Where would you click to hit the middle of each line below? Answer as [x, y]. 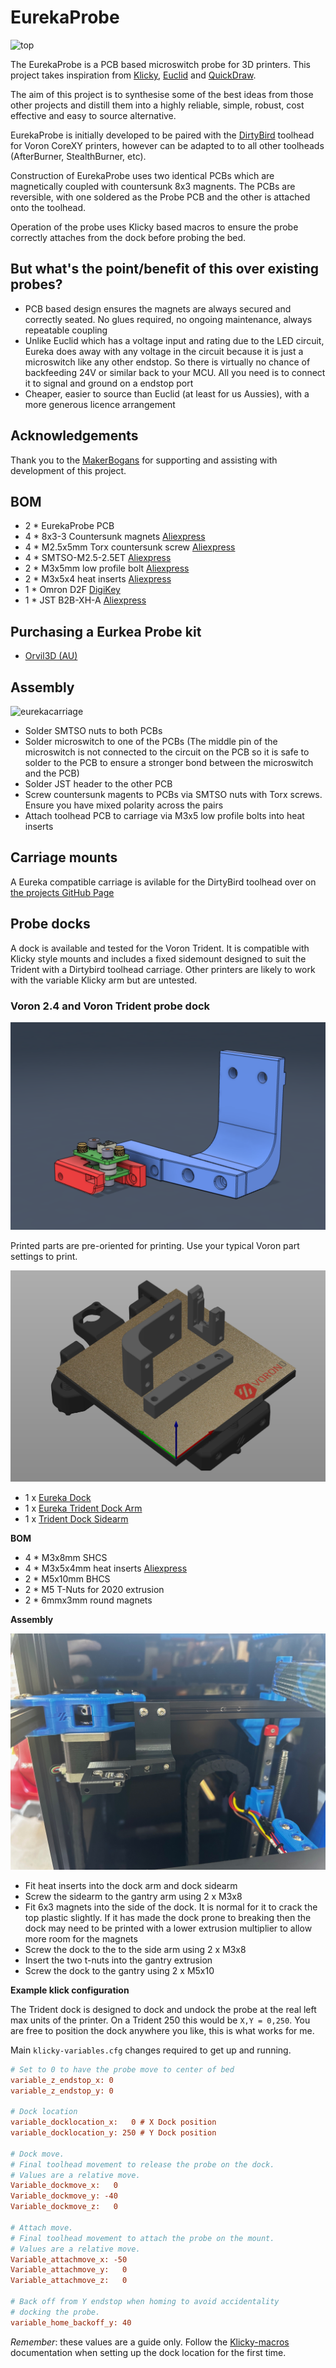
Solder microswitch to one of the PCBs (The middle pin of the [151, 741]
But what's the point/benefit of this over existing [165, 269]
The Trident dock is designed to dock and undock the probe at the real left [163, 2009]
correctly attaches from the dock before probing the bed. [128, 237]
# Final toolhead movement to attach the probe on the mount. [142, 2238]
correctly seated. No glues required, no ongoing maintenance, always [168, 319]
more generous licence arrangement [100, 404]
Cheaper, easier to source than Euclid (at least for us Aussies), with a [167, 393]
